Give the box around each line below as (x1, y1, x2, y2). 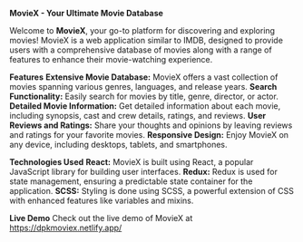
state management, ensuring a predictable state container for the (9, 176, 253, 187)
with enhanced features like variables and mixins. (9, 195, 194, 206)
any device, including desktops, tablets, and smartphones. (9, 140, 229, 150)
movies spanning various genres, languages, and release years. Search (9, 82, 278, 92)
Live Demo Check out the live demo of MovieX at (9, 213, 193, 223)
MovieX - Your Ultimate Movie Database (9, 8, 163, 18)
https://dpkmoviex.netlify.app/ (9, 222, 122, 233)
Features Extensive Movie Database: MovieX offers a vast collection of (9, 72, 279, 82)
